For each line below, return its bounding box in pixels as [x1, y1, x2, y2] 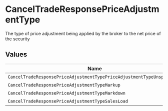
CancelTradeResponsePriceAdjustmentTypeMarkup [7, 82, 121, 88]
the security [5, 36, 30, 42]
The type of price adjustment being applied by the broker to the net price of [5, 30, 161, 36]
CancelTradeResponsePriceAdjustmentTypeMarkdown [7, 90, 126, 96]
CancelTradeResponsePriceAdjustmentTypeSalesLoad [7, 98, 128, 104]
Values [5, 50, 27, 59]
